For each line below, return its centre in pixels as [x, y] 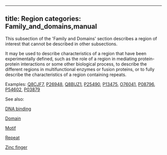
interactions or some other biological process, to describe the [84, 64]
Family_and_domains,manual [51, 27]
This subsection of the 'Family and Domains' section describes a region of [81, 38]
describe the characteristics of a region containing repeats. [66, 75]
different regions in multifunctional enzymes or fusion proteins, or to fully [80, 69]
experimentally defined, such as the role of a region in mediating [71, 59]
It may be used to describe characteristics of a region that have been [76, 53]
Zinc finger [16, 147]
